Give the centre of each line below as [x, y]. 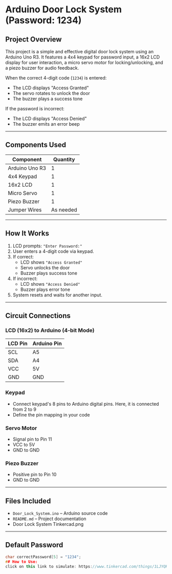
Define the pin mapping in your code [51, 414]
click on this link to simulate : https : [49, 566]
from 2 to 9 [25, 409]
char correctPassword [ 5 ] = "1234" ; [43, 557]
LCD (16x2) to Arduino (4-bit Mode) [50, 330]
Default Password [34, 545]
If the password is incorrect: [35, 108]
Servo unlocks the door [45, 267]
